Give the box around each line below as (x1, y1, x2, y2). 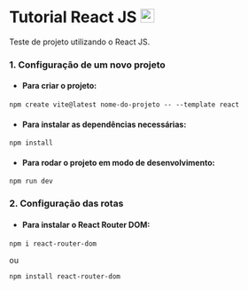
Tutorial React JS (9, 7, 137, 27)
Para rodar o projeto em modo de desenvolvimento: (21, 157, 215, 168)
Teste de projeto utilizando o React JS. (9, 36, 151, 47)
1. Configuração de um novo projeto (9, 59, 166, 71)
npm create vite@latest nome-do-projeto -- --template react (9, 100, 240, 109)
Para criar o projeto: (21, 81, 97, 91)
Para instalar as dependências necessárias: (21, 119, 187, 129)
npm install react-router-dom (9, 271, 121, 281)
